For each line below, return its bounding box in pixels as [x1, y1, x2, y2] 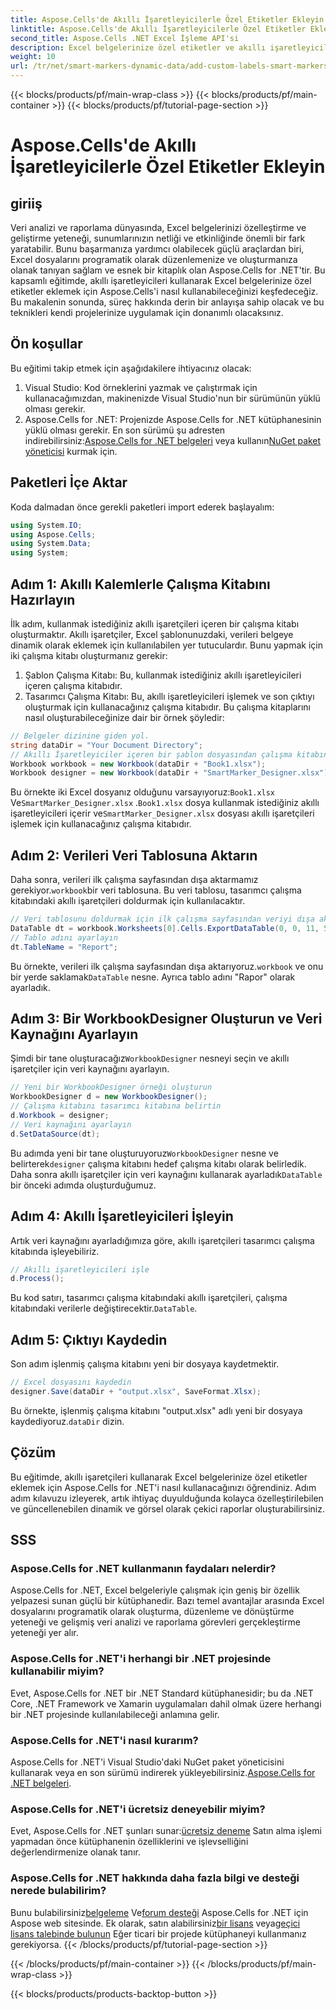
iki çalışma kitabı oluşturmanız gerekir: [10, 649, 168, 661]
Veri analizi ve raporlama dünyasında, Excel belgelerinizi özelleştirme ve [10, 222, 307, 233]
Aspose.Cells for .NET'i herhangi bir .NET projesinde [10, 1652, 272, 1666]
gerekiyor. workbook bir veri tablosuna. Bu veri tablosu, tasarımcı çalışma [10, 884, 302, 896]
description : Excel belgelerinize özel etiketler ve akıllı [10, 42, 267, 53]
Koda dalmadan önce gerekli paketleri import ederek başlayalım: [10, 501, 275, 513]
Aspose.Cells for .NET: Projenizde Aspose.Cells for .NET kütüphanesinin [24, 413, 322, 425]
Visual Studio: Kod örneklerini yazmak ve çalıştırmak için [24, 381, 258, 393]
